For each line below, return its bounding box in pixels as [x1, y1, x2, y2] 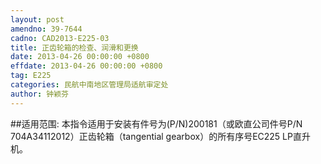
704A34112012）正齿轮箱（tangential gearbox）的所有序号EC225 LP [10, 130, 293, 142]
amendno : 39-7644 [10, 24, 83, 34]
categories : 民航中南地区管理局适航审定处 [10, 80, 169, 90]
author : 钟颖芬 [10, 89, 69, 99]
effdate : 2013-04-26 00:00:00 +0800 [10, 61, 163, 71]
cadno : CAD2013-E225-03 [10, 33, 110, 43]
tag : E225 [10, 71, 52, 81]
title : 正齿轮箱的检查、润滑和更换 [10, 42, 139, 53]
